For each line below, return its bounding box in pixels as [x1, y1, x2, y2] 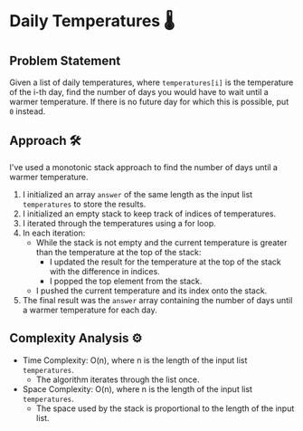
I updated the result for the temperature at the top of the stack [49, 256, 282, 267]
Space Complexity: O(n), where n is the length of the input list [22, 383, 253, 394]
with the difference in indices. [49, 265, 160, 276]
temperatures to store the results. [22, 198, 147, 209]
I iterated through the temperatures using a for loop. [22, 217, 216, 228]
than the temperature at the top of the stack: [35, 246, 202, 257]
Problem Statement [9, 53, 121, 68]
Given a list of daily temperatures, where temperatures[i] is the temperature [9, 77, 294, 88]
